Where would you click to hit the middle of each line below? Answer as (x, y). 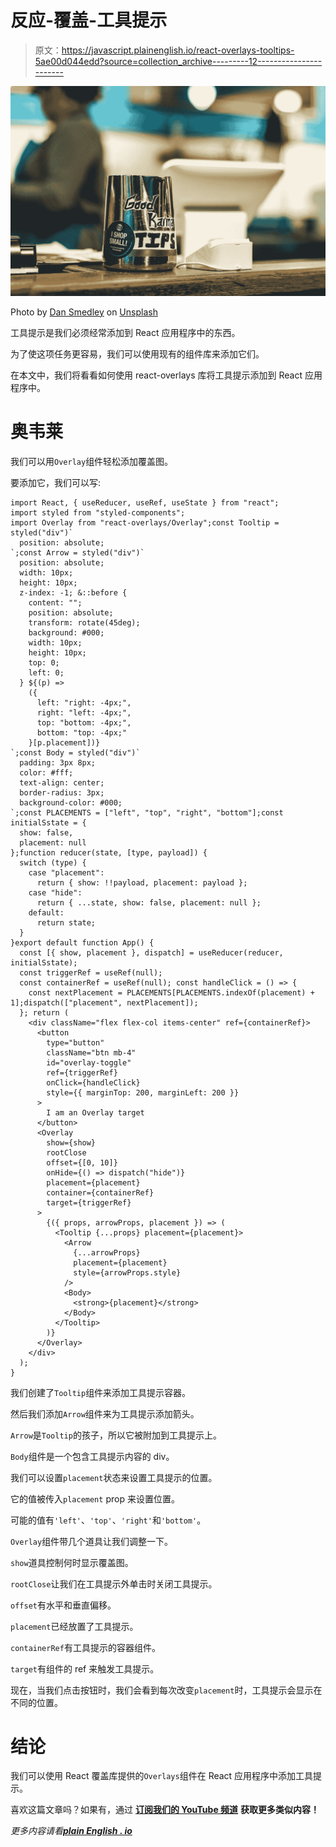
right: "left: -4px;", (84, 712)
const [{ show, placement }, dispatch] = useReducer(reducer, (151, 952)
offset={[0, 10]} (82, 1162)
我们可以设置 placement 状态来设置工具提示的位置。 (114, 1477)
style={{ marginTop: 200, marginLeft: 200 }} (143, 1092)
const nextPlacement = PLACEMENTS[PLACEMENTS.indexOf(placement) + (171, 992)
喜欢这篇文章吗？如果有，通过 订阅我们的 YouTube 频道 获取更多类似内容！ (165, 1810)
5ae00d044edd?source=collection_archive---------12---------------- (178, 61)
